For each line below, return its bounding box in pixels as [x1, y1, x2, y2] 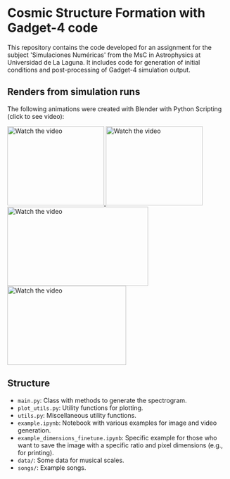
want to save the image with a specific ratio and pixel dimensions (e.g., [17, 441, 224, 449]
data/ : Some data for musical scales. [17, 456, 124, 464]
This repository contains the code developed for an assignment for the [7, 43, 212, 51]
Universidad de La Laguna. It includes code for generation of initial [7, 58, 200, 66]
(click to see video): [7, 112, 65, 120]
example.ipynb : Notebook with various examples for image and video [17, 419, 217, 427]
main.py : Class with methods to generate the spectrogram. [17, 396, 188, 404]
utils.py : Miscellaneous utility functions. [17, 411, 137, 419]
